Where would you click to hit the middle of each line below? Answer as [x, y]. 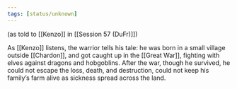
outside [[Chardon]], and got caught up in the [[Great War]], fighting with [114, 55]
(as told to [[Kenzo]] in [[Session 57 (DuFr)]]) [73, 34]
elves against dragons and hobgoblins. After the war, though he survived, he [119, 63]
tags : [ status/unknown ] [42, 14]
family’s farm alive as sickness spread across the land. [87, 78]
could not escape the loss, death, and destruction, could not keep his [108, 70]
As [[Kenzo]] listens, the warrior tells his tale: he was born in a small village [116, 47]
